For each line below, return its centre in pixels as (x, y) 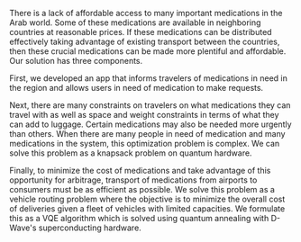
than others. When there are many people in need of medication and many (147, 134)
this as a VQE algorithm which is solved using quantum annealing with (139, 218)
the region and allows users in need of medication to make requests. (137, 88)
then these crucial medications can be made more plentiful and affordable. (148, 51)
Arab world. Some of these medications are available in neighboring (135, 22)
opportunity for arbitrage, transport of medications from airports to (133, 180)
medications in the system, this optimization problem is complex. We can (145, 143)
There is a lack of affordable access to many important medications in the (146, 13)
